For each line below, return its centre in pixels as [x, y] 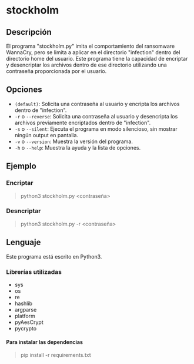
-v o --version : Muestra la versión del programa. [74, 141]
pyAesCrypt [29, 322]
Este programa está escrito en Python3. [54, 256]
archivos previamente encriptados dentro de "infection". [83, 123]
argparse [26, 309]
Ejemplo [21, 166]
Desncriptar [24, 211]
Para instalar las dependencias [45, 342]
